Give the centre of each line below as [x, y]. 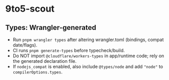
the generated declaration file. [45, 61]
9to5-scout [30, 9]
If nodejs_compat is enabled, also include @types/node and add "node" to [88, 67]
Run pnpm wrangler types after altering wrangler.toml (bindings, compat [88, 39]
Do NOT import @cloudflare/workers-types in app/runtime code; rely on [88, 56]
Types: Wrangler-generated [51, 28]
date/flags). [25, 45]
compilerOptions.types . [38, 72]
